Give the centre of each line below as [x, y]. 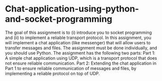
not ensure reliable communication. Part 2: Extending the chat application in [81, 63]
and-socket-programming [59, 19]
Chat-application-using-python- [72, 9]
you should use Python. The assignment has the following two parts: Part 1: [80, 53]
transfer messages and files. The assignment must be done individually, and [81, 48]
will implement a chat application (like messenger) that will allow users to [78, 42]
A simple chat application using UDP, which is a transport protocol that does [81, 58]
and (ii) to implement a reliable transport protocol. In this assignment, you [78, 38]
